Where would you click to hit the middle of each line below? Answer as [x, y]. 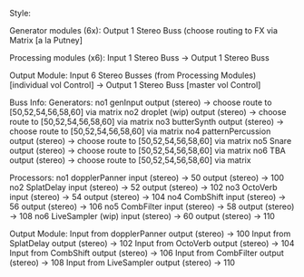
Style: [20, 13]
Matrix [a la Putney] [46, 40]
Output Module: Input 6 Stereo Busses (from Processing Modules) [133, 75]
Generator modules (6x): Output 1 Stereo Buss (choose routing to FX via [144, 30]
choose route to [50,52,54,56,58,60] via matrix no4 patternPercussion [140, 131]
